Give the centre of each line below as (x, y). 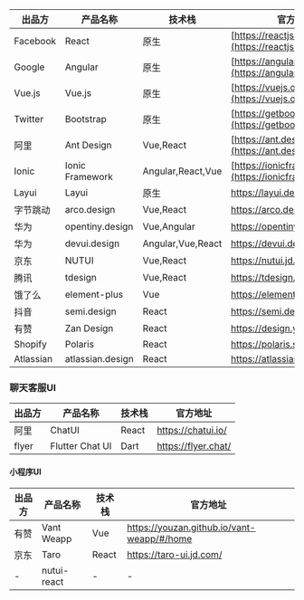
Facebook (35, 41)
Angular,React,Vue (182, 171)
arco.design (90, 210)
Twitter (28, 119)
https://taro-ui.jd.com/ (174, 554)
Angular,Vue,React (182, 243)
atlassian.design (99, 359)
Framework (89, 177)
